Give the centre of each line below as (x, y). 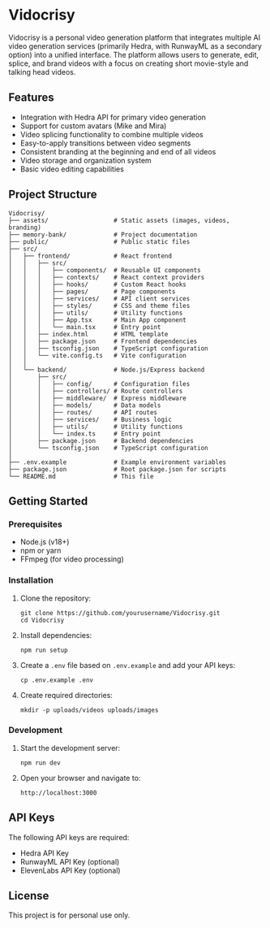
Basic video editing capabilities (72, 169)
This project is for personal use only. (69, 915)
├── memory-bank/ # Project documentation (103, 234)
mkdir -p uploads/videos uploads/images (89, 710)
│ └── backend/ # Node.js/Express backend (107, 370)
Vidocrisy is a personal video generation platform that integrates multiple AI (135, 37)
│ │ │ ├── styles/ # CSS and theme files (99, 306)
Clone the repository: (56, 598)
